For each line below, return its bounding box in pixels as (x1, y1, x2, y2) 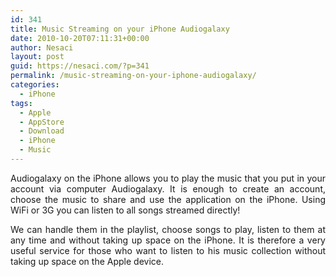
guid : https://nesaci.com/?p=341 (10, 61, 150, 71)
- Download (19, 126, 65, 136)
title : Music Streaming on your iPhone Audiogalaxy (10, 24, 230, 34)
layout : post (10, 52, 65, 62)
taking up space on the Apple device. (10, 255, 164, 267)
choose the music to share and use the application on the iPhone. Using (10, 193, 326, 205)
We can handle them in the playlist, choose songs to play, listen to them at (10, 223, 326, 235)
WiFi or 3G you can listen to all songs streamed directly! (10, 204, 241, 216)
